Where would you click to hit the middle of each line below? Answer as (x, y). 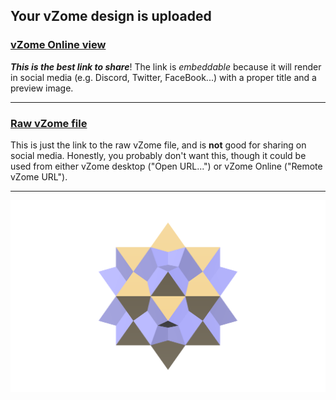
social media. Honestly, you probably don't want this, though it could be (158, 155)
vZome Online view (58, 45)
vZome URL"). (39, 176)
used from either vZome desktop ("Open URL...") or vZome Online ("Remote (166, 166)
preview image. (42, 88)
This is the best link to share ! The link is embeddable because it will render (166, 66)
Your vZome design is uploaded (111, 16)
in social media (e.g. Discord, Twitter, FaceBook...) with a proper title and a (163, 77)
